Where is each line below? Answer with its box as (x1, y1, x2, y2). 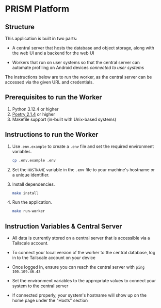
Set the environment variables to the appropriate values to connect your (12, 278, 156, 284)
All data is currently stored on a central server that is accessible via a (12, 235, 150, 241)
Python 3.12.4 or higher (12, 106, 59, 112)
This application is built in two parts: (5, 35, 78, 41)
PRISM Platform (5, 3, 69, 15)
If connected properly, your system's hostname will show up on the (12, 292, 147, 298)
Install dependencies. (12, 181, 55, 187)
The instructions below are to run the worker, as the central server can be (5, 74, 152, 80)
